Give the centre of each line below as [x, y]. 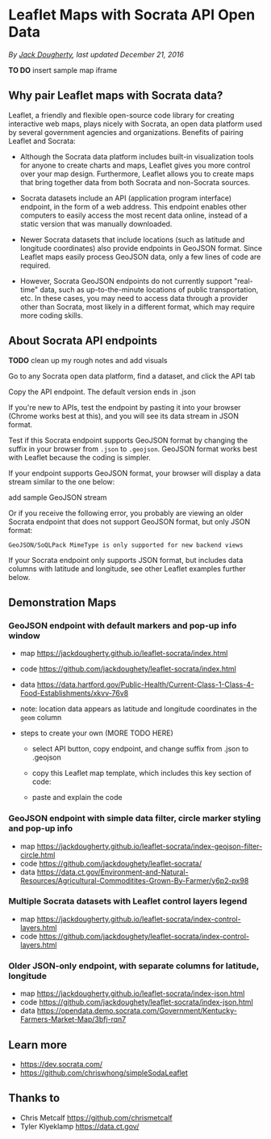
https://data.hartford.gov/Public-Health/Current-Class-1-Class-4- [145, 684]
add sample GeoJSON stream [58, 497]
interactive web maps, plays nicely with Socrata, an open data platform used [135, 124]
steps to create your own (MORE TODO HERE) [96, 733]
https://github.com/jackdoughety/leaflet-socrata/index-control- [144, 936]
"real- [244, 281]
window [24, 635]
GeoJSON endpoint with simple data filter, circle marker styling [135, 819]
